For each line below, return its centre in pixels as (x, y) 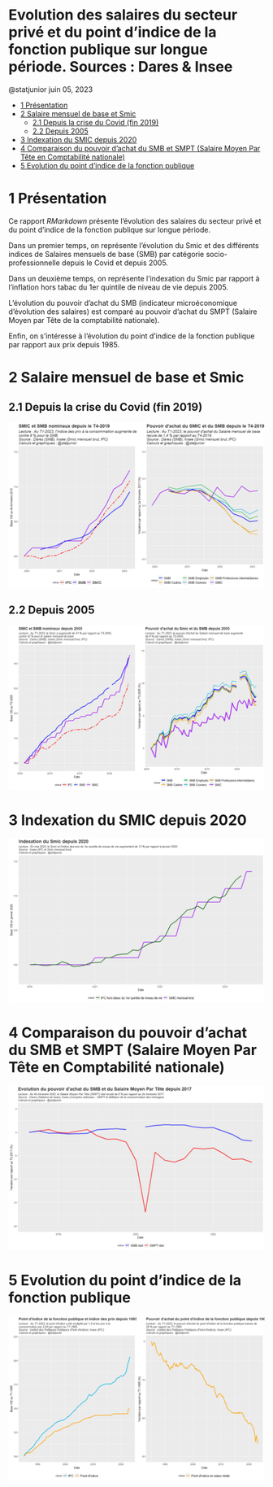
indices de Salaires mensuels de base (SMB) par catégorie (106, 254)
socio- (217, 254)
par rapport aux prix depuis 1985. (64, 344)
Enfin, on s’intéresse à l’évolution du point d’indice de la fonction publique (132, 336)
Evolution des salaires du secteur (123, 15)
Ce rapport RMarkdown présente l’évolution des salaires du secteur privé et (135, 220)
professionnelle (35, 263)
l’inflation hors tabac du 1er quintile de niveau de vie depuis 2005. (119, 287)
